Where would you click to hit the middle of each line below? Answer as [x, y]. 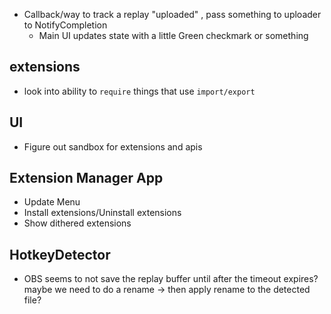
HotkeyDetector [60, 254]
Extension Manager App [86, 178]
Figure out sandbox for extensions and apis [113, 146]
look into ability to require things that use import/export [139, 91]
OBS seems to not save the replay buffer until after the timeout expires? [171, 279]
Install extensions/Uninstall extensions [102, 213]
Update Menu [52, 202]
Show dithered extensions [77, 223]
